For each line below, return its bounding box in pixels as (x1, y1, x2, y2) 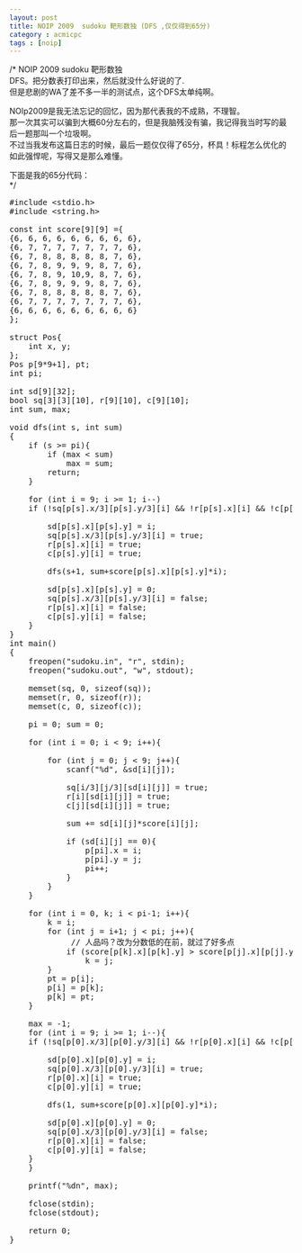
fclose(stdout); (28, 1208, 101, 1218)
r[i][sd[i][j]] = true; (66, 791, 171, 802)
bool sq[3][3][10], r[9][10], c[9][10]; (9, 395, 191, 406)
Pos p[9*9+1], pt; (9, 359, 91, 370)
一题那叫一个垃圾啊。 (16, 128, 96, 140)
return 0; (28, 1226, 72, 1236)
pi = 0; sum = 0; (28, 719, 105, 730)
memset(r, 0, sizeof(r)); (28, 692, 143, 703)
